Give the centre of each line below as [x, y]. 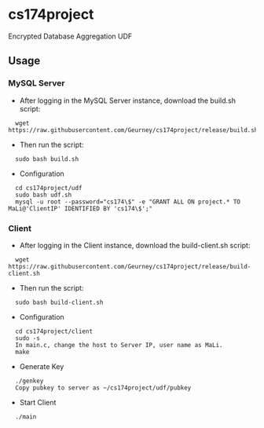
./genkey [29, 381]
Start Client [38, 402]
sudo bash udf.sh [44, 195]
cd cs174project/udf [49, 188]
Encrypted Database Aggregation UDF [70, 36]
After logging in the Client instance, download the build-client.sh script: [135, 245]
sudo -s [28, 338]
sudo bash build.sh [47, 159]
